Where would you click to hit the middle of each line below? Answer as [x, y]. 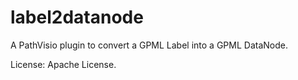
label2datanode [77, 17]
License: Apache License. [63, 64]
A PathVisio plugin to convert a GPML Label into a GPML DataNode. [149, 45]
